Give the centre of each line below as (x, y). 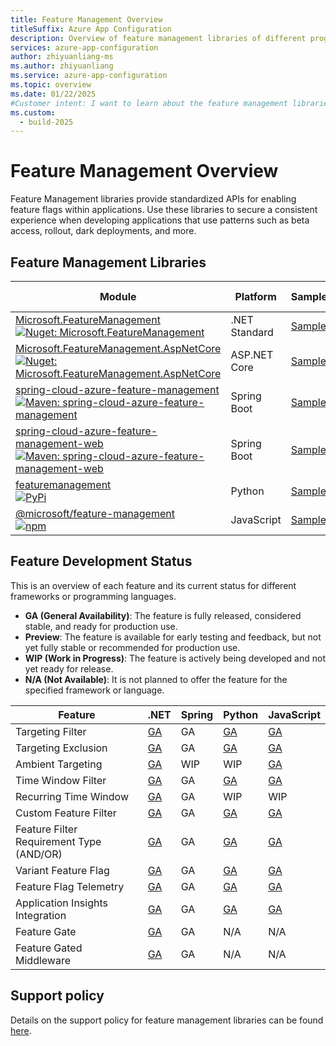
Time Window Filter (61, 780)
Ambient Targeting (59, 764)
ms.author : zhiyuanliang (62, 66)
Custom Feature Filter (66, 813)
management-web (59, 443)
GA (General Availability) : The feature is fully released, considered (163, 615)
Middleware (43, 960)
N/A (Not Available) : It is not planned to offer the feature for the (156, 679)
